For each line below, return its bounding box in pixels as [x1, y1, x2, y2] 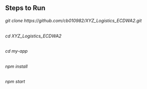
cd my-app [5, 48, 28, 54]
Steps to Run [5, 4, 46, 12]
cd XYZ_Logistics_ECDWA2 [5, 33, 62, 39]
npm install [5, 63, 28, 69]
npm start [5, 79, 25, 85]
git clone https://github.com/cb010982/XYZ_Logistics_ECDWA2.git [5, 17, 142, 24]
